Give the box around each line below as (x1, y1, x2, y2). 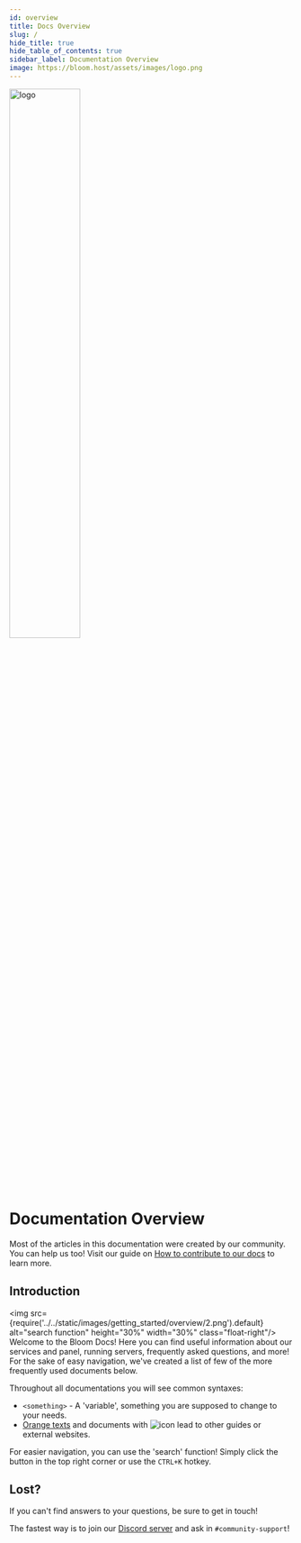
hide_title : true (9, 38, 75, 48)
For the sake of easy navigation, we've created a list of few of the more (9, 1356, 272, 1366)
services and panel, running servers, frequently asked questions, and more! (9, 1346, 290, 1356)
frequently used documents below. (9, 1365, 138, 1375)
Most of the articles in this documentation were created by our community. (9, 1238, 286, 1249)
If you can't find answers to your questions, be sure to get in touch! (9, 1506, 259, 1517)
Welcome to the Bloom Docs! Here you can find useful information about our (9, 1336, 293, 1347)
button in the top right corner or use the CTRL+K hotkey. (9, 1456, 212, 1466)
